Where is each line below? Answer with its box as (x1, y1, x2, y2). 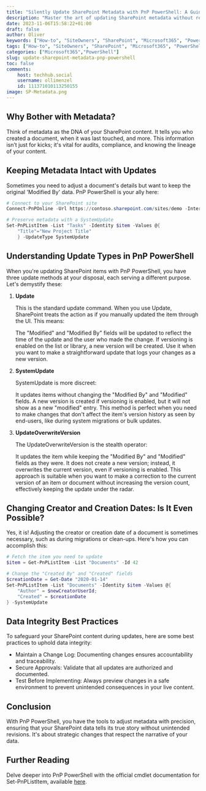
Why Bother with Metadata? (6, 112, 116, 122)
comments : (6, 66, 32, 72)
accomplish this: (6, 542, 48, 550)
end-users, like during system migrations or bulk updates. (15, 417, 161, 424)
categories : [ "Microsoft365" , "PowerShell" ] (6, 49, 120, 55)
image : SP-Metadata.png (6, 89, 67, 95)
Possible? (6, 512, 45, 523)
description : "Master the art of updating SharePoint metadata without (6, 15, 193, 21)
